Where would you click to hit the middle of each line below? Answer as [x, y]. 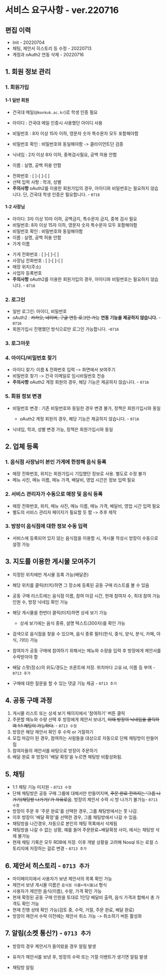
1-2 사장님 [15, 207]
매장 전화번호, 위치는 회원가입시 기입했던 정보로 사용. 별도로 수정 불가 [79, 474]
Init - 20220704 [28, 42]
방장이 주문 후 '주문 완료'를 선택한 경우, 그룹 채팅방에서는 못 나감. [75, 811]
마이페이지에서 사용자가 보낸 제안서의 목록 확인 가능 [62, 879]
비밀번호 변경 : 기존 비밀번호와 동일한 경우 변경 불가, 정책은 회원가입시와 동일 [86, 408]
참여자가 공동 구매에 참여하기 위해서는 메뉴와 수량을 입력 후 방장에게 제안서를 [87, 650]
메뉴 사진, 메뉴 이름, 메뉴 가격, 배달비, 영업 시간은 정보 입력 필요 [74, 480]
